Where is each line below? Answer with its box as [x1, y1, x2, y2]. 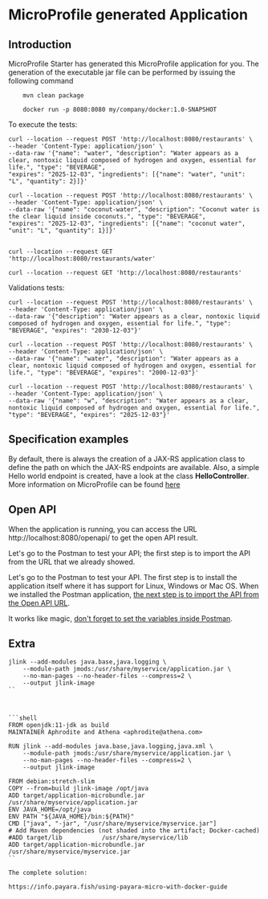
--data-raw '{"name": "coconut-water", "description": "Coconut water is [8, 206, 261, 214]
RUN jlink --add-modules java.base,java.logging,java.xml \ [8, 742, 214, 750]
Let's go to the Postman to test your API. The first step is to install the [8, 572, 238, 582]
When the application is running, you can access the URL [8, 524, 198, 533]
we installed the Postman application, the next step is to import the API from [8, 589, 259, 599]
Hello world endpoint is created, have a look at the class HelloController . [8, 471, 250, 480]
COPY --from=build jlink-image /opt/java [8, 785, 149, 793]
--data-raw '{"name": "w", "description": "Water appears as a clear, [8, 397, 250, 405]
